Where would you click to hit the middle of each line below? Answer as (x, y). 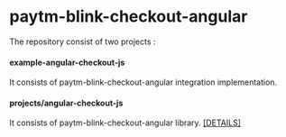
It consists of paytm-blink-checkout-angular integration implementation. (143, 82)
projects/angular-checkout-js (66, 103)
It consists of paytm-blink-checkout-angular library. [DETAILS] (125, 123)
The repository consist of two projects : (83, 41)
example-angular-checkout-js (67, 62)
